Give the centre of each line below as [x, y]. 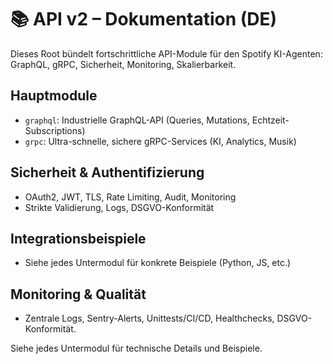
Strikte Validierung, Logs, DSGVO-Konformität [119, 207]
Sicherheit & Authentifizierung [107, 172]
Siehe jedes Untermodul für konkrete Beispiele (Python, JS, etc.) [158, 263]
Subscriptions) [55, 130]
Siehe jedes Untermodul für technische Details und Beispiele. [136, 348]
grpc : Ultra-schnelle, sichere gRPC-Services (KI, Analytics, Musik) [160, 141]
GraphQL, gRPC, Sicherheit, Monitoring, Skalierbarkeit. [123, 64]
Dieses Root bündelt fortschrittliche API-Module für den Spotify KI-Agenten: [166, 53]
